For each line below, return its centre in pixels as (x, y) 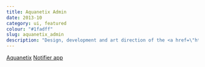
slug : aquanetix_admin (35, 35)
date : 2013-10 (24, 18)
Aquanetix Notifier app (35, 58)
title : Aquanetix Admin (37, 12)
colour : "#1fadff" (30, 29)
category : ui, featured (37, 23)
